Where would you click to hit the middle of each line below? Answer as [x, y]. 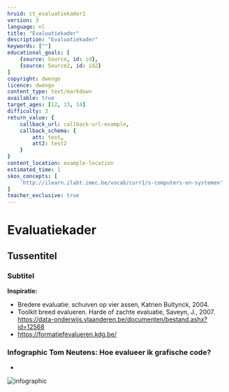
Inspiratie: [22, 291]
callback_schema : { [48, 131]
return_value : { [31, 117]
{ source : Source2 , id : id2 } [60, 66]
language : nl [26, 27]
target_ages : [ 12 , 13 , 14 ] [46, 105]
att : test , [48, 137]
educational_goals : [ [39, 53]
